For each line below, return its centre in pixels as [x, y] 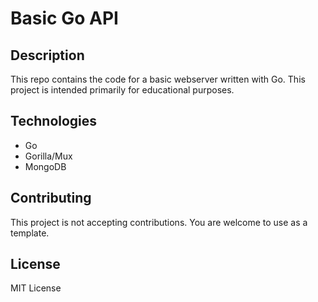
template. [30, 233]
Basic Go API [64, 18]
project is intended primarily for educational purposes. [122, 90]
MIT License [36, 288]
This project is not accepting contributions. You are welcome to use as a [159, 222]
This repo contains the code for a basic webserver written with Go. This [158, 79]
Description [47, 55]
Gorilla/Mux [48, 156]
